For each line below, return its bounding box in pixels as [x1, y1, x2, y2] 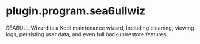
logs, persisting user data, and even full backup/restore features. [5, 30, 168, 37]
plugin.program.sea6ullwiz [5, 4, 146, 18]
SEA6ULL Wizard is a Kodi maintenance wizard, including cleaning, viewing [5, 24, 195, 31]
